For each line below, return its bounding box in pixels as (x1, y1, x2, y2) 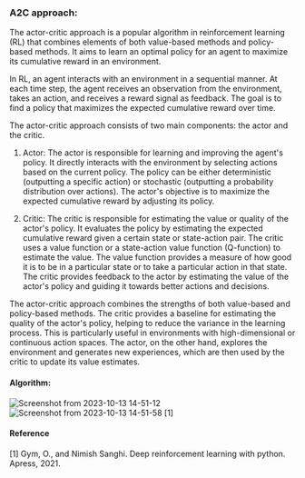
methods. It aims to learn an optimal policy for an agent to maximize (34, 46, 289, 57)
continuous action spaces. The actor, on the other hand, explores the (9, 337, 268, 348)
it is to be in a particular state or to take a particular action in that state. (22, 262, 288, 273)
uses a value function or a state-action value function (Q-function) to (22, 243, 281, 254)
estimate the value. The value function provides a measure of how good (22, 252, 292, 263)
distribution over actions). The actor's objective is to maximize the (22, 186, 271, 197)
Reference (9, 428, 50, 439)
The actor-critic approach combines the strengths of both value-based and (9, 298, 290, 310)
